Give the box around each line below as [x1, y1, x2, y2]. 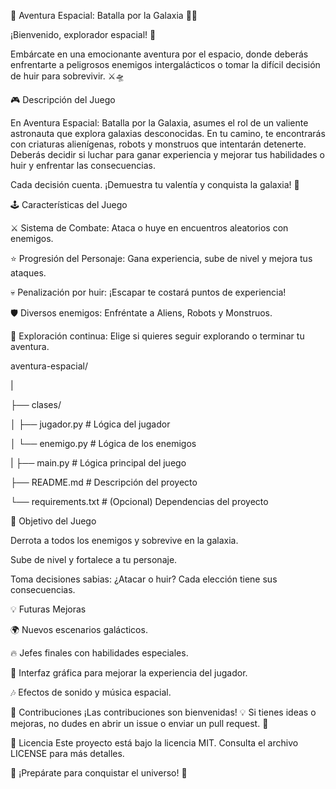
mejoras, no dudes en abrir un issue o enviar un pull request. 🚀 [10, 718, 269, 729]
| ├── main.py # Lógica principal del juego [10, 457, 187, 469]
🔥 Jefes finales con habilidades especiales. [10, 647, 189, 659]
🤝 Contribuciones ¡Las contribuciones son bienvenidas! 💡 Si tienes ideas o [10, 706, 317, 718]
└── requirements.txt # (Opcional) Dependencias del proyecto [10, 496, 269, 507]
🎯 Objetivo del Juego [10, 515, 97, 527]
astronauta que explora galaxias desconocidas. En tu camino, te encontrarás [10, 128, 326, 139]
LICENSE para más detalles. [10, 748, 125, 759]
